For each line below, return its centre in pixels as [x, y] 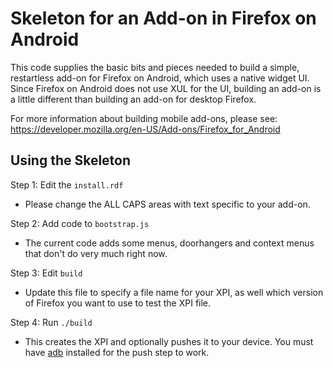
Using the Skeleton [71, 160]
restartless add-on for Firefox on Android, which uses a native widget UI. [160, 78]
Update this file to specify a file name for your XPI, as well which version [174, 292]
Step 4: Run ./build [51, 322]
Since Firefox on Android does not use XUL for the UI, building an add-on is [166, 88]
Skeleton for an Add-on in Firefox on [163, 18]
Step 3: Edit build [46, 273]
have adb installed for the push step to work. [117, 352]
